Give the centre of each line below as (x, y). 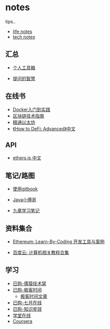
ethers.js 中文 (27, 158)
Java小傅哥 (24, 200)
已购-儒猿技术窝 (30, 283)
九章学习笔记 (26, 211)
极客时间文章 (34, 296)
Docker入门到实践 (32, 109)
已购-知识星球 (27, 309)
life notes (22, 31)
